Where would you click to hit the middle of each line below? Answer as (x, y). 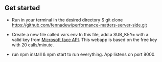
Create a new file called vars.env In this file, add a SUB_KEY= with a (80, 34)
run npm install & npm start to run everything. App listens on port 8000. (84, 54)
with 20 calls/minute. (33, 45)
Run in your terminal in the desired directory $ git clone (67, 20)
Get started (22, 8)
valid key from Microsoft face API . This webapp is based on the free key (84, 40)
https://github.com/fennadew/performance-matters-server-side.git (79, 25)
